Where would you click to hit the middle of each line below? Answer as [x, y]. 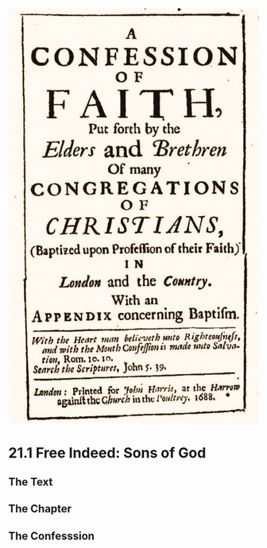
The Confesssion [52, 536]
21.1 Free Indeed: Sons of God [107, 453]
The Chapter [40, 509]
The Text [31, 482]
